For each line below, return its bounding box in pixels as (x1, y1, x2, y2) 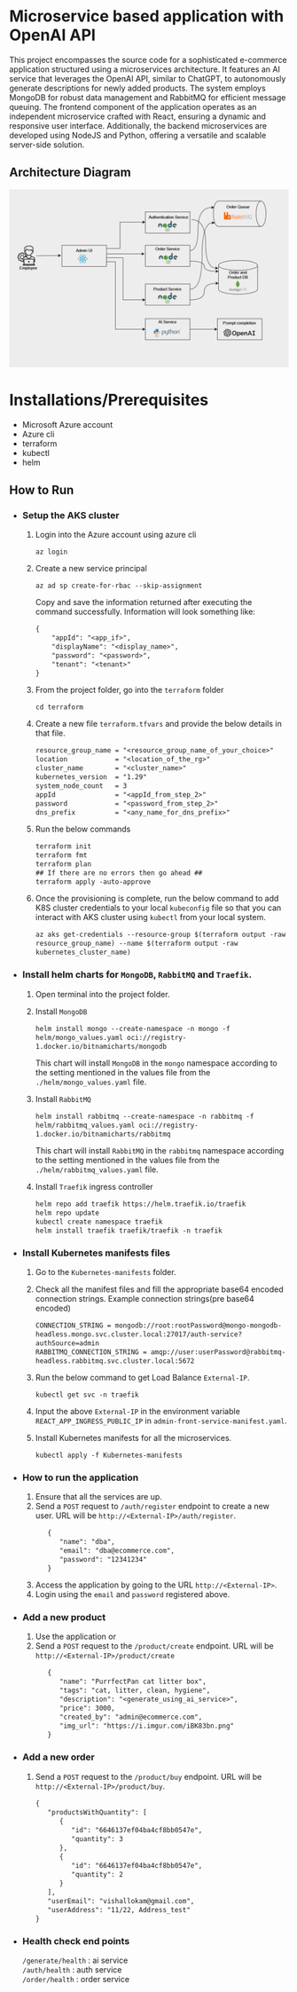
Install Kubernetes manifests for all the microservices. (35, 1432, 232, 1443)
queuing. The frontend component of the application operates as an (9, 101, 257, 112)
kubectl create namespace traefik (35, 1217, 163, 1226)
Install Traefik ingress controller (35, 1181, 153, 1192)
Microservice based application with (9, 6, 285, 27)
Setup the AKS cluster (21, 508, 120, 521)
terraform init (35, 842, 91, 851)
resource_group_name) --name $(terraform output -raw (35, 939, 238, 949)
